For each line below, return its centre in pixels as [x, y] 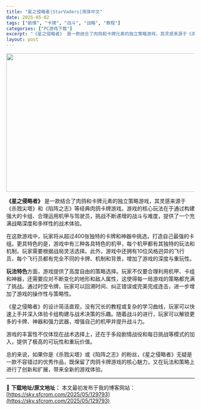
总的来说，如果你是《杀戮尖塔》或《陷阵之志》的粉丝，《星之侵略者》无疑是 [99, 354]
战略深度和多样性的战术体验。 [48, 223]
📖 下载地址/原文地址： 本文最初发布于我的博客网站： [71, 388]
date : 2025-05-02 [28, 17]
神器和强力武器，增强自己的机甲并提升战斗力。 [90, 321]
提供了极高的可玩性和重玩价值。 [56, 341]
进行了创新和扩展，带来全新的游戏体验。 [56, 369]
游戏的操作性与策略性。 [45, 294]
